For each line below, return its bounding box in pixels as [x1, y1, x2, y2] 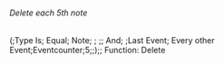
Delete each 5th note [9, 7, 88, 18]
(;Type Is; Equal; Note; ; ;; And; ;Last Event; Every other [9, 35, 215, 46]
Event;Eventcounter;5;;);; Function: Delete [9, 45, 166, 56]
